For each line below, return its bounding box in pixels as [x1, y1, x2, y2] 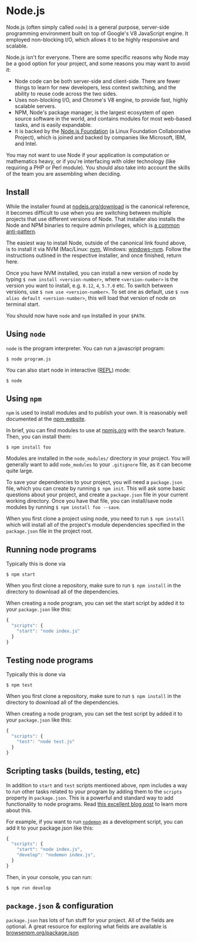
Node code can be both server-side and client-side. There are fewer [14, 78, 181, 85]
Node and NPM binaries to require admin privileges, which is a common [6, 222, 181, 229]
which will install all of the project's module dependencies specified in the [6, 522, 185, 529]
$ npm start [6, 572, 35, 577]
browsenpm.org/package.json [6, 929, 79, 936]
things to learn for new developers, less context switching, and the [14, 83, 176, 91]
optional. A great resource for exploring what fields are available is [6, 923, 167, 930]
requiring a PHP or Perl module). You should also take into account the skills [6, 163, 191, 171]
